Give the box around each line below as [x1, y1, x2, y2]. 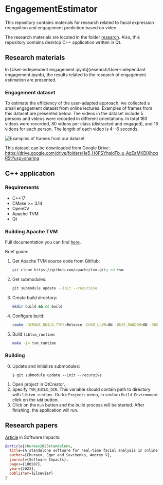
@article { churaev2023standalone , [5, 444, 73, 448]
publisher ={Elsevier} [9, 471, 54, 476]
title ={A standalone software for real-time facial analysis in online [9, 448, 158, 453]
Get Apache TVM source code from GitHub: [12, 258, 100, 264]
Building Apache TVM [5, 228, 58, 235]
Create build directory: [12, 294, 57, 301]
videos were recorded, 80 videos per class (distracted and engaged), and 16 [5, 121, 159, 127]
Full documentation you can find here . [5, 239, 81, 245]
